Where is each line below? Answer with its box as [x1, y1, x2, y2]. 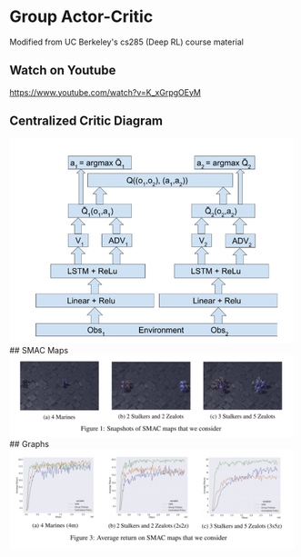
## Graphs [9, 438, 50, 449]
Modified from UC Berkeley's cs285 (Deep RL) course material [9, 36, 244, 47]
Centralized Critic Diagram [9, 114, 164, 129]
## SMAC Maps [9, 345, 69, 356]
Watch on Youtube [9, 63, 116, 78]
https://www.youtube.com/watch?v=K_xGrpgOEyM [9, 86, 202, 97]
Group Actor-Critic [9, 6, 154, 27]
